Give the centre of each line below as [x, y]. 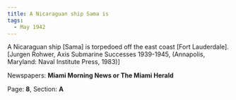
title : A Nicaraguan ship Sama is [58, 14]
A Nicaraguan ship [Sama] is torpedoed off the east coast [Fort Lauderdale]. [118, 47]
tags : [15, 20]
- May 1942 [30, 27]
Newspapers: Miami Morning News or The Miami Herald [91, 75]
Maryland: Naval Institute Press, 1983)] [64, 62]
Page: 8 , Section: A [35, 89]
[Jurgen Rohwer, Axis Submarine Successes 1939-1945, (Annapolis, [106, 54]
